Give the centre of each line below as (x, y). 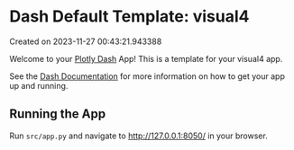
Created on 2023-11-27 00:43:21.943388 (86, 41)
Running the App (58, 114)
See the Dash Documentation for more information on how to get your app (147, 76)
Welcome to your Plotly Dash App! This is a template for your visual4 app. (146, 58)
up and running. (39, 85)
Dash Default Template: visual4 (129, 17)
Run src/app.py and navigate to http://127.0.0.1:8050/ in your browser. (138, 136)
